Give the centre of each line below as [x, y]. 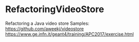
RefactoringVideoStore [55, 9]
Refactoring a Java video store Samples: [47, 23]
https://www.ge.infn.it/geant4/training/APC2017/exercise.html [69, 34]
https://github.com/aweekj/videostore [45, 28]
